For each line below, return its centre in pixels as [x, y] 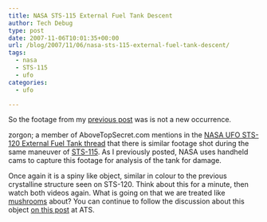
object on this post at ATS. [52, 210]
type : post [26, 30]
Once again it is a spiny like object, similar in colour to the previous [118, 176]
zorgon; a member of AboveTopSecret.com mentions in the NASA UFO [124, 135]
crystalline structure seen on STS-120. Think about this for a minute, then [128, 184]
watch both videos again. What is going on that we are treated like [117, 193]
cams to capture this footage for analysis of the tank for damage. [115, 161]
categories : [28, 82]
